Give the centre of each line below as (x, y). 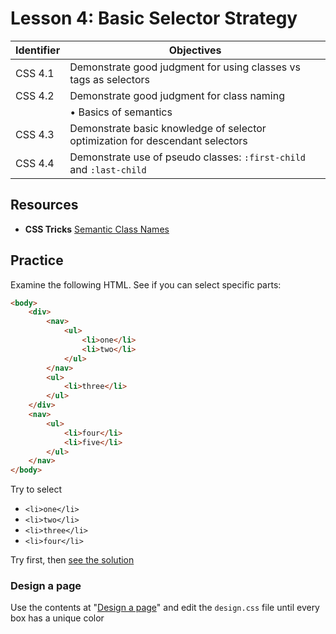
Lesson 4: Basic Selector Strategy (154, 18)
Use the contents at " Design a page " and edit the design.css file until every (165, 608)
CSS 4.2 (35, 95)
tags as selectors (109, 79)
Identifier (38, 50)
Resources (44, 205)
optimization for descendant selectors (158, 140)
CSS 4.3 (35, 134)
